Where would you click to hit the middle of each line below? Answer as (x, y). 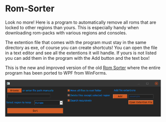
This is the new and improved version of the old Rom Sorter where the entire (83, 68)
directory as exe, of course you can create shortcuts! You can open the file (81, 47)
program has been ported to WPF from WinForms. (56, 73)
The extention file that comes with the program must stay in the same (76, 42)
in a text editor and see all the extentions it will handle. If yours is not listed (81, 53)
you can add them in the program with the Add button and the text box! (77, 58)
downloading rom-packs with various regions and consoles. (66, 33)
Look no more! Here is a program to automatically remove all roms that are (81, 22)
